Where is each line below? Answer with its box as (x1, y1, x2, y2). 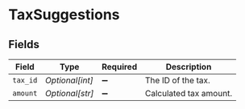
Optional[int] (45, 75, 94, 86)
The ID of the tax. (144, 75, 211, 86)
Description (165, 62, 212, 72)
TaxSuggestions (8, 6, 120, 24)
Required (102, 62, 138, 72)
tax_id (12, 76, 38, 85)
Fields (8, 38, 40, 51)
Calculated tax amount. (144, 88, 233, 99)
